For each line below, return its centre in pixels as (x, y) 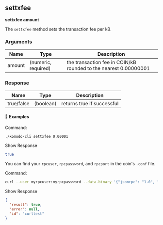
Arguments (19, 42)
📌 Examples (17, 117)
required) (40, 68)
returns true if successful (90, 104)
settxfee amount (22, 19)
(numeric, (41, 63)
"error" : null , (25, 209)
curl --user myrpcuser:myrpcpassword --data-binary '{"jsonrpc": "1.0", (80, 182)
